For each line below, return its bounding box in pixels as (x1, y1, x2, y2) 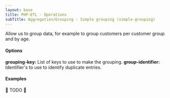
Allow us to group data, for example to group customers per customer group (5, 31, 165, 37)
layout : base (5, 7, 33, 13)
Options (5, 47, 23, 54)
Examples (5, 76, 27, 82)
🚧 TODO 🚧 (5, 87, 27, 93)
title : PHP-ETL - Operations (5, 12, 67, 17)
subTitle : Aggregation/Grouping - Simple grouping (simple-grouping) (5, 17, 156, 22)
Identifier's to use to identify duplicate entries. (5, 64, 102, 70)
